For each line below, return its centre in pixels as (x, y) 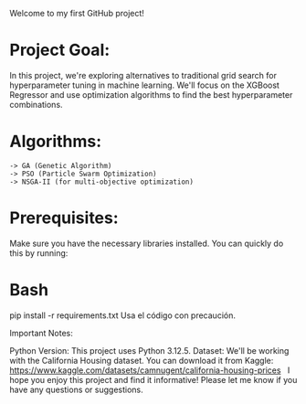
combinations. (36, 104)
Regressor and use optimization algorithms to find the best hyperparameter (151, 94)
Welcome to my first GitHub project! (77, 13)
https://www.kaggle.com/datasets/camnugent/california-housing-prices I (150, 370)
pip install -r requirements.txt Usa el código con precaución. (122, 315)
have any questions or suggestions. (76, 389)
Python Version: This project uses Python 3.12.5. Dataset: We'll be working (149, 350)
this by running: (39, 253)
